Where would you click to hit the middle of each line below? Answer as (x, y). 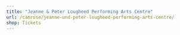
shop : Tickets (24, 23)
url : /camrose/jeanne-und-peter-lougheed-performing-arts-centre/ (90, 17)
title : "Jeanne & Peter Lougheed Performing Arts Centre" (80, 12)
